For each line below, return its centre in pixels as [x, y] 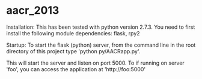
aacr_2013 [33, 10]
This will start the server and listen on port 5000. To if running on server [95, 63]
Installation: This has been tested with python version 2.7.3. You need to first [101, 27]
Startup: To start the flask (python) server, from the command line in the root [101, 45]
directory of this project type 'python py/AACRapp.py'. [73, 51]
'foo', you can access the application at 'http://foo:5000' [76, 69]
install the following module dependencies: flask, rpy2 [73, 33]
